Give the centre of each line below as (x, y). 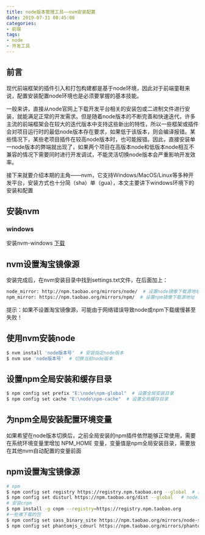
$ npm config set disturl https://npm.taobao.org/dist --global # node (102, 498)
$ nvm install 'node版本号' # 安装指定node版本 (65, 353)
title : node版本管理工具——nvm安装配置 (51, 12)
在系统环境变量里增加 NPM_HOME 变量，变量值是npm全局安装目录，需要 (99, 443)
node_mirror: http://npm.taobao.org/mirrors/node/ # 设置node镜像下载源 (99, 292)
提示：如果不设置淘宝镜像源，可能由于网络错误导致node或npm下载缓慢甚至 (101, 309)
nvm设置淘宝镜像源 (43, 264)
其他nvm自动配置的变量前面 (46, 451)
